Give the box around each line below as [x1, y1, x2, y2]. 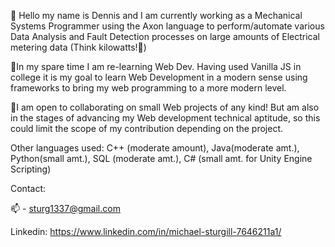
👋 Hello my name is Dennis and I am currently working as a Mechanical [10, 10, 303, 21]
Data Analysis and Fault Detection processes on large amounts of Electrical [10, 31, 320, 42]
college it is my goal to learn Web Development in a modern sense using [10, 71, 308, 83]
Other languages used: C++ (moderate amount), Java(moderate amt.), [10, 142, 300, 154]
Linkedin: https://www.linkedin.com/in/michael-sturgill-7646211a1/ [10, 226, 282, 237]
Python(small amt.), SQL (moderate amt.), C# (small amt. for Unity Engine [10, 153, 313, 164]
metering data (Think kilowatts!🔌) [10, 41, 147, 53]
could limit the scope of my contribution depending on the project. [10, 123, 284, 134]
